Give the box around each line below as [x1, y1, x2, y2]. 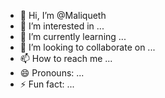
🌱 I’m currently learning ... [19, 31, 127, 42]
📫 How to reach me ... [19, 53, 113, 64]
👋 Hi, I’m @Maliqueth [19, 10, 107, 21]
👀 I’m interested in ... [19, 20, 105, 32]
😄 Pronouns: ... [19, 67, 85, 79]
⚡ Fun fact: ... [19, 78, 75, 90]
